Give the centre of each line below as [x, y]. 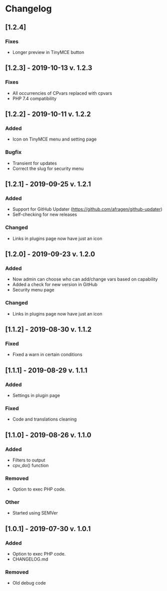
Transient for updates [34, 163]
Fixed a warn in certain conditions [47, 354]
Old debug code [29, 583]
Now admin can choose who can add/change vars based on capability [85, 279]
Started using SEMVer [35, 513]
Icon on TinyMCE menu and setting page [54, 139]
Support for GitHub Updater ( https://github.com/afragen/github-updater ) [87, 209]
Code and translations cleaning [44, 419]
